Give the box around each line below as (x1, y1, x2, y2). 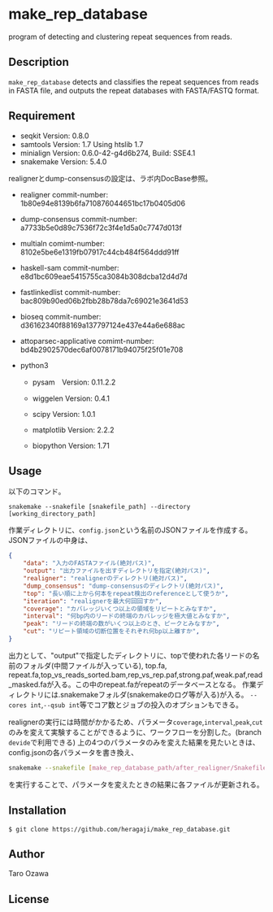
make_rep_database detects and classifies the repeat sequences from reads (8, 76, 259, 86)
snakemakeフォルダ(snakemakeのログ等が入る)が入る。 (60, 689, 249, 699)
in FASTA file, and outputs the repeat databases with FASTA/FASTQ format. (8, 85, 260, 95)
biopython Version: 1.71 (32, 441, 110, 450)
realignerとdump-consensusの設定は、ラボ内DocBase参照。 (8, 173, 213, 183)
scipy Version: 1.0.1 (32, 409, 96, 419)
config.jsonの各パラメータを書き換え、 (8, 747, 138, 757)
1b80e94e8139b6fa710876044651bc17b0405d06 (19, 198, 185, 208)
